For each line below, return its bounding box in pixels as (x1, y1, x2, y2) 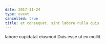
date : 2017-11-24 (5, 7, 41, 12)
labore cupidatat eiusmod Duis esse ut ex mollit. (5, 34, 102, 40)
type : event (5, 12, 29, 16)
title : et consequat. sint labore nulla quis (5, 20, 99, 26)
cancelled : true (5, 16, 38, 21)
